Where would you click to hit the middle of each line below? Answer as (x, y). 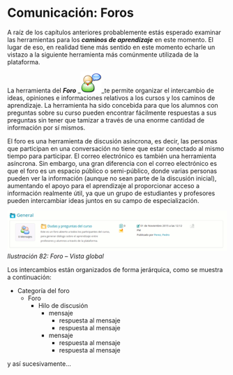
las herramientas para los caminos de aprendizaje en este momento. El (111, 39)
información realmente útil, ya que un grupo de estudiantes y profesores (111, 193)
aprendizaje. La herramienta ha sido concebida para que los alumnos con (113, 105)
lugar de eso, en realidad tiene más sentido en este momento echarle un (111, 47)
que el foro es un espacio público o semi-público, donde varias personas (112, 171)
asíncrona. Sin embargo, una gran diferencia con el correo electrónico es (112, 163)
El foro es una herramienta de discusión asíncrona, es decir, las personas (112, 141)
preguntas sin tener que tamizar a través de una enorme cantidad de (106, 120)
